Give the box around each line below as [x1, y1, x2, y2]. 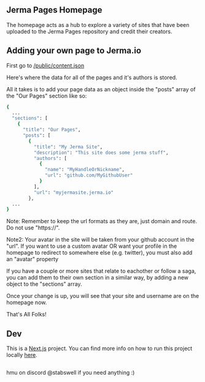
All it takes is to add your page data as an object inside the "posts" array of [6, 85, 196, 93]
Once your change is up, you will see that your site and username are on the [6, 292, 199, 300]
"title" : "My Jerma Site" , [33, 143, 103, 150]
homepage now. [6, 299, 47, 306]
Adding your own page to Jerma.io [6, 45, 142, 56]
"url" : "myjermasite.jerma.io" [33, 189, 114, 196]
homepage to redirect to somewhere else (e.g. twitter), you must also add [6, 249, 193, 256]
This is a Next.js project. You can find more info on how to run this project [6, 345, 193, 352]
